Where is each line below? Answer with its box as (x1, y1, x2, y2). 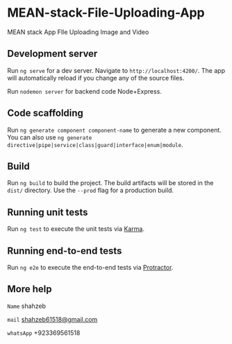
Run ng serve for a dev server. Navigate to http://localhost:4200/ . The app (7, 66, 226, 74)
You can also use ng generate (7, 133, 92, 141)
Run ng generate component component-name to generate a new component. (7, 126, 222, 134)
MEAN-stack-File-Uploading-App (7, 5, 205, 21)
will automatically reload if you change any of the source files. (7, 74, 185, 82)
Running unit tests (7, 206, 88, 218)
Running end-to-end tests (7, 245, 122, 257)
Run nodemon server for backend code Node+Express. (7, 87, 162, 95)
